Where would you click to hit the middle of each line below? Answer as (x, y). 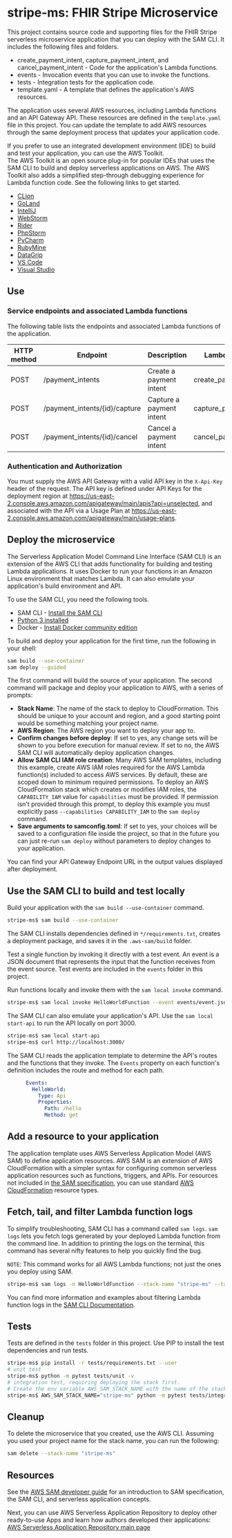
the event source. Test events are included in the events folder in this (105, 969)
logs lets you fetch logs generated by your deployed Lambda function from (114, 1236)
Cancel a (162, 428)
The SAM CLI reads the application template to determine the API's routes (112, 1055)
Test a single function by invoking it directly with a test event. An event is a (113, 954)
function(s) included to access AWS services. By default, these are (112, 775)
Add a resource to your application (83, 1137)
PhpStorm (31, 233)
